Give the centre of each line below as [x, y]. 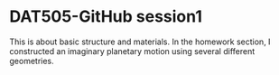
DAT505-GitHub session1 [106, 17]
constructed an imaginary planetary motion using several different [132, 51]
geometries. [32, 61]
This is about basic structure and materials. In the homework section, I [140, 42]
